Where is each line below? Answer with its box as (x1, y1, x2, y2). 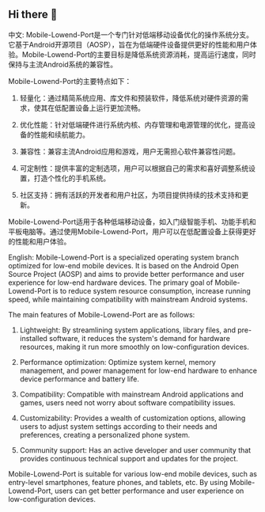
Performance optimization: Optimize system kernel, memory (19, 357, 216, 366)
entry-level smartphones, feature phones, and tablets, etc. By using (8, 477, 228, 487)
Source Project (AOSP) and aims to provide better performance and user (8, 269, 245, 279)
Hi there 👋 (8, 8, 58, 21)
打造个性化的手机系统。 (33, 173, 111, 183)
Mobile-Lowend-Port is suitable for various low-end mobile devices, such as (8, 468, 258, 479)
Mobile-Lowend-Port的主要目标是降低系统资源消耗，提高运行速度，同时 (21, 49, 257, 59)
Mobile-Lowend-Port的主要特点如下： (8, 76, 132, 85)
